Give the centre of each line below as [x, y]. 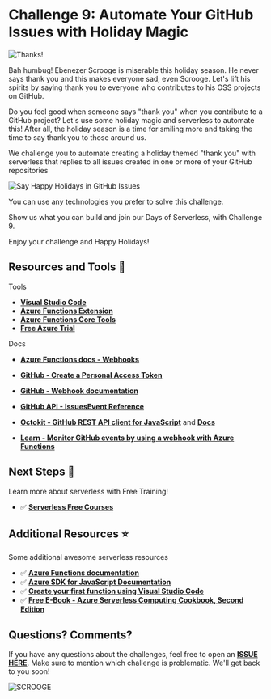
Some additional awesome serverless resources [88, 557]
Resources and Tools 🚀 [67, 267]
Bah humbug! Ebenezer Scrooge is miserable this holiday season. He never [133, 70]
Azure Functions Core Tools [68, 319]
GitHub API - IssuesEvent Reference [82, 406]
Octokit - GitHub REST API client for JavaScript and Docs [118, 422]
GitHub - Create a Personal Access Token [91, 375]
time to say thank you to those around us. [78, 137]
